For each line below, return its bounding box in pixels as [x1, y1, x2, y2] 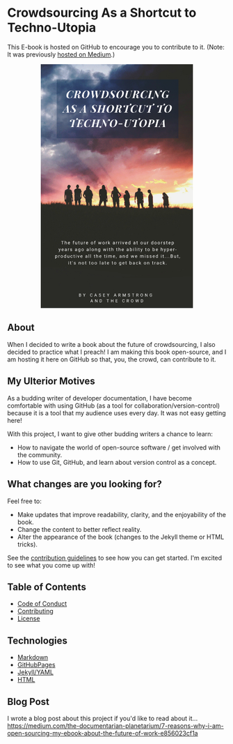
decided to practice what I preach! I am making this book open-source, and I [7, 348, 227, 356]
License [17, 614, 40, 623]
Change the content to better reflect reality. [17, 525, 142, 533]
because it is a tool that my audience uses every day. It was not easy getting [7, 408, 226, 417]
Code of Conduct [17, 600, 67, 608]
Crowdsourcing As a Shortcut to [7, 5, 197, 21]
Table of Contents [7, 581, 87, 593]
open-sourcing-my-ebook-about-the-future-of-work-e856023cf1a [7, 729, 198, 737]
